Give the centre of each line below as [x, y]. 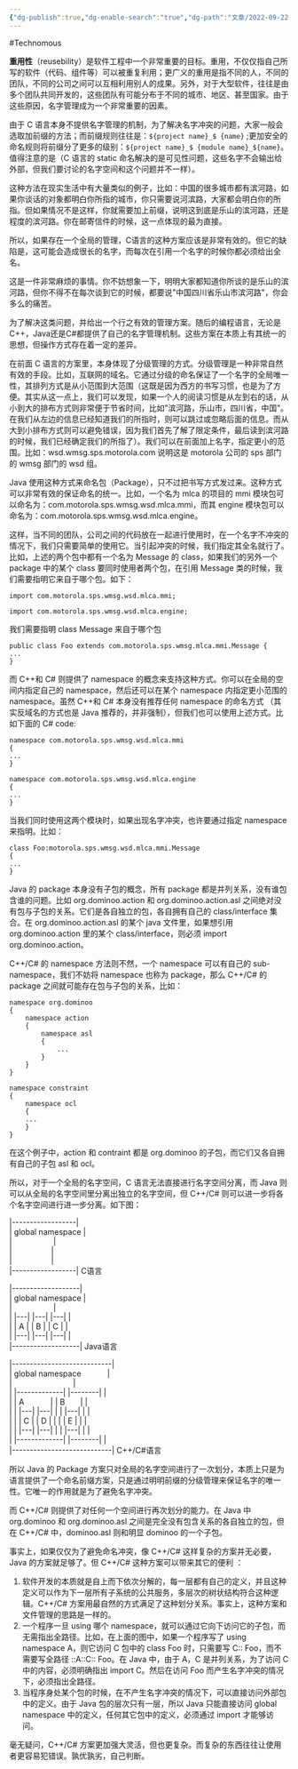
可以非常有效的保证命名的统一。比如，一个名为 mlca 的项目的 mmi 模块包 [143, 493]
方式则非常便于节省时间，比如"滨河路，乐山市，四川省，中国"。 [172, 408]
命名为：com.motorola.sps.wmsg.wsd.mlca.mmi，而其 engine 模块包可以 [150, 504]
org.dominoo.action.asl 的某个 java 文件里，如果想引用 [133, 922]
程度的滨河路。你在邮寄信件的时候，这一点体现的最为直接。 [118, 221]
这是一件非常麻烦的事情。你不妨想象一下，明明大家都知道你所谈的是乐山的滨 [149, 281]
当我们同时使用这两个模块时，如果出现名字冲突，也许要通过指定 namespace [148, 820]
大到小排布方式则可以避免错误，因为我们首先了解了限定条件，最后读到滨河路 [149, 430]
